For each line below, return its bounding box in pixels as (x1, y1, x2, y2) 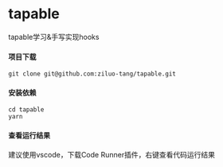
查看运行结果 (8, 130, 50, 140)
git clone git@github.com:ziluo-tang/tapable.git (8, 70, 177, 78)
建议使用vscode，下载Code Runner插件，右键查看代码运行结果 (8, 150, 215, 159)
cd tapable (8, 106, 45, 114)
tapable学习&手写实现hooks (8, 32, 100, 41)
